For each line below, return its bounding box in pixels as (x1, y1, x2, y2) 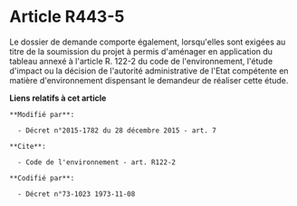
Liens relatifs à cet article (9, 93, 107, 103)
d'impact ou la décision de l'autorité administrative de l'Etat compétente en (9, 65, 289, 76)
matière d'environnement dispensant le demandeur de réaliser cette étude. (9, 74, 289, 85)
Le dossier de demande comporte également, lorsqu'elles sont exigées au (9, 36, 286, 47)
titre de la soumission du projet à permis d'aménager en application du (9, 45, 273, 56)
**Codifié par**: (9, 173, 75, 182)
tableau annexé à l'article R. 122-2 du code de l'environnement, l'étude (9, 55, 273, 66)
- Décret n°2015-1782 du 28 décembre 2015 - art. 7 (17, 125, 217, 135)
